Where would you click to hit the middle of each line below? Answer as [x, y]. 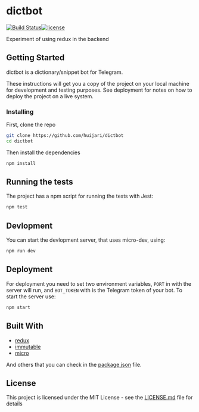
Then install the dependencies [43, 152]
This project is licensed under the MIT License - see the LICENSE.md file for [99, 398]
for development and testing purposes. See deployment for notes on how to [99, 90]
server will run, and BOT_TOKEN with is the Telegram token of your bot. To [94, 290]
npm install [21, 163]
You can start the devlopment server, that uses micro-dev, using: [86, 240]
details [14, 404]
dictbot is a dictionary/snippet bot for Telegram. [65, 72]
